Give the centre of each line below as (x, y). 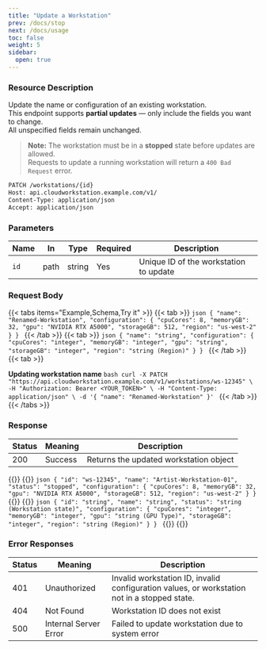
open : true (33, 60)
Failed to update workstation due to (178, 624)
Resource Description (51, 87)
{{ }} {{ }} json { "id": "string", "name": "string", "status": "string (125, 501)
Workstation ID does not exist (167, 610)
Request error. (50, 171)
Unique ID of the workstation (192, 261)
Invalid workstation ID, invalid (166, 578)
